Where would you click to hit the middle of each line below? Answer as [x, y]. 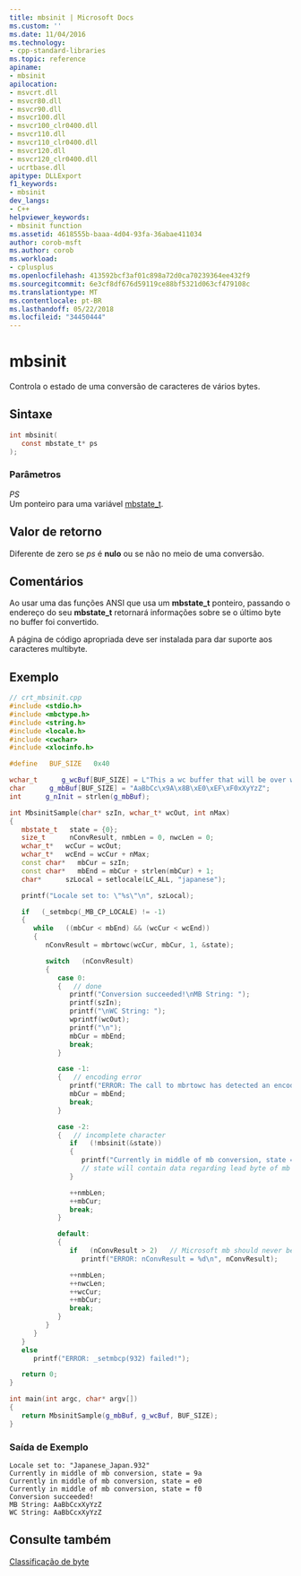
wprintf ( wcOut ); [99, 1020]
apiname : [26, 68]
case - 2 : [73, 1126]
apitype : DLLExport [46, 176]
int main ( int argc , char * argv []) [74, 1399]
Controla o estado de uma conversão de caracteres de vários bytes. [135, 387]
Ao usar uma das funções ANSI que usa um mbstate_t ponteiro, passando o [150, 603]
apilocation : [34, 84]
